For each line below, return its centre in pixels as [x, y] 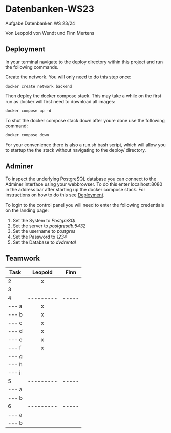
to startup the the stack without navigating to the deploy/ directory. [76, 150]
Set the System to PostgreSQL [45, 220]
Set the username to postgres [44, 231]
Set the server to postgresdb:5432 [49, 226]
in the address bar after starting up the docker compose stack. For [76, 189]
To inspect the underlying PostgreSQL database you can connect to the [81, 179]
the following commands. [32, 67]
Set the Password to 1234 [40, 237]
